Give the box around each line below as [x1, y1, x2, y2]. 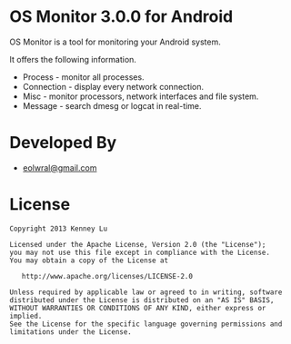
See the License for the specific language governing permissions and [9, 319, 283, 329]
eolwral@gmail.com [22, 162, 97, 173]
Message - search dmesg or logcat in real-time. [22, 100, 202, 111]
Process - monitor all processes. [22, 71, 145, 83]
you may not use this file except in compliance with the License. [9, 248, 271, 257]
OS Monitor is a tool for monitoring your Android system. [9, 36, 221, 47]
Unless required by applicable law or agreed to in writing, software [9, 288, 283, 297]
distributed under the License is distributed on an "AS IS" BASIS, [9, 295, 275, 305]
